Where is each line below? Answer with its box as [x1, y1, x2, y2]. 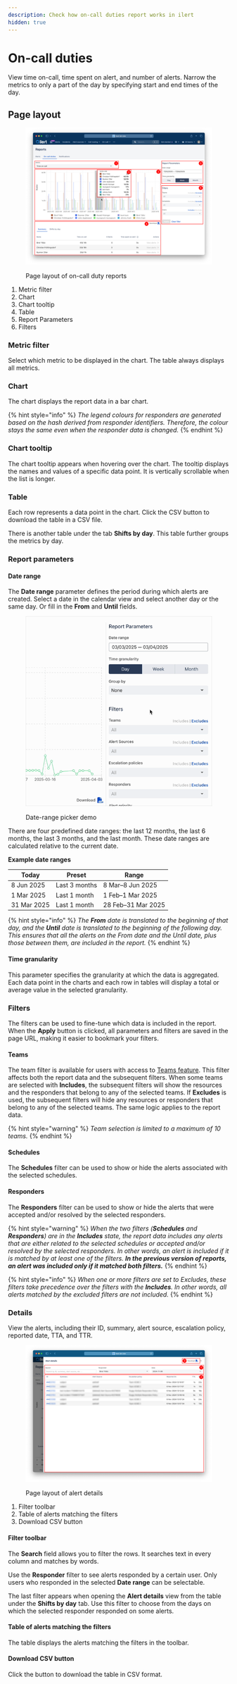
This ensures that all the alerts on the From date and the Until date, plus [8, 931, 217, 940]
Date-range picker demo [25, 813, 97, 821]
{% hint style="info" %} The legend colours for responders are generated [8, 411, 222, 419]
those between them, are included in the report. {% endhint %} [8, 939, 191, 947]
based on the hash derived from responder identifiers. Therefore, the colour [8, 418, 229, 427]
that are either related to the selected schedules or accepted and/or [8, 1239, 206, 1247]
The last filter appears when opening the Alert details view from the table [8, 1592, 222, 1600]
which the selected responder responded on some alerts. [8, 1607, 174, 1615]
